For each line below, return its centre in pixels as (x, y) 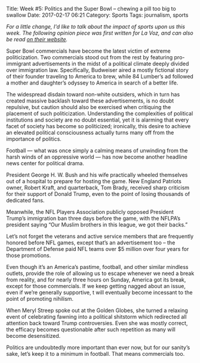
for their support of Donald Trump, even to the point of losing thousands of (98, 194)
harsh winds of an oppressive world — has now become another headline (97, 157)
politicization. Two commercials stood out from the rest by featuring (90, 57)
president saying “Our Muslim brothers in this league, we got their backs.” (97, 225)
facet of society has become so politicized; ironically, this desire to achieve (99, 126)
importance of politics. (34, 139)
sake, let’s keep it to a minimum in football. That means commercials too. (96, 354)
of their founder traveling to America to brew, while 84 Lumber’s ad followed (100, 76)
